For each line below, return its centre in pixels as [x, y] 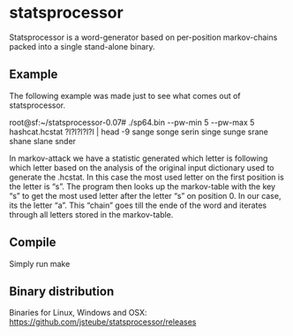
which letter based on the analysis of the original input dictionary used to [142, 167]
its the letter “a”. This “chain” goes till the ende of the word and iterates [138, 205]
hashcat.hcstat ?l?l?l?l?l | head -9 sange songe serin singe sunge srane [139, 132]
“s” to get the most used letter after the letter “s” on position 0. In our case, [145, 195]
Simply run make [40, 263]
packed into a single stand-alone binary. [83, 46]
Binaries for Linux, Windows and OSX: [78, 313]
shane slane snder [43, 141]
